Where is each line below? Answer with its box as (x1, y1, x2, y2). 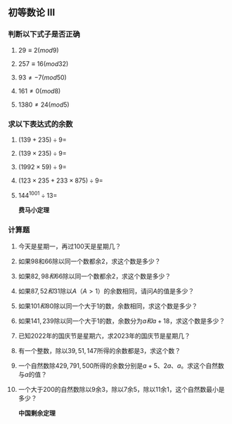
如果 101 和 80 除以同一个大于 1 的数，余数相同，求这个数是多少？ (18, 301, 198, 310)
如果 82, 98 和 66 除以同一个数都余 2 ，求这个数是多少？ (18, 272, 172, 280)
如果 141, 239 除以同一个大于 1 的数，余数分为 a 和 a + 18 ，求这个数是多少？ (18, 317, 226, 325)
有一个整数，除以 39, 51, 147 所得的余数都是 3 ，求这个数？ (18, 346, 181, 355)
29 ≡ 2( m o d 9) (18, 46, 59, 54)
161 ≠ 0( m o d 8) (18, 86, 61, 95)
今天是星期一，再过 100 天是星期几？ (18, 241, 122, 251)
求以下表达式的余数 (8, 119, 73, 128)
